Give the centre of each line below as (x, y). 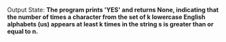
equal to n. (23, 31)
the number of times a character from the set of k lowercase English (106, 17)
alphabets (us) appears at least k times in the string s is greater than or (110, 24)
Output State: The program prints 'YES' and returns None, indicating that (113, 10)
